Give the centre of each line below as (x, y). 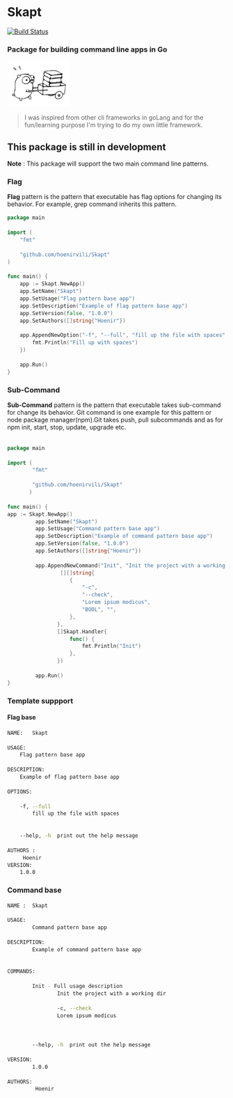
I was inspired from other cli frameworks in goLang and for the (114, 118)
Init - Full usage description (78, 986)
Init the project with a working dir (112, 994)
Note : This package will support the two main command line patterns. (108, 164)
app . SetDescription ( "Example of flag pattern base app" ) (104, 306)
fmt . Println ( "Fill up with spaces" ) (85, 343)
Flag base (22, 717)
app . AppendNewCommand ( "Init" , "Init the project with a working (130, 565)
